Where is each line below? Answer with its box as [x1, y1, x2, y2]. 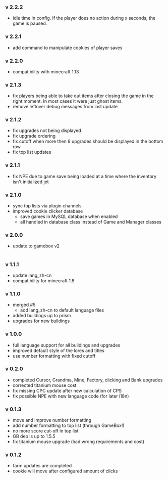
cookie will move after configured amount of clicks [12, 468, 118, 474]
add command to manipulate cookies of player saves [12, 45, 123, 51]
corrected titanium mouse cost [12, 382, 77, 388]
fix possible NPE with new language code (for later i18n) [12, 393, 129, 399]
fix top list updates [12, 149, 51, 155]
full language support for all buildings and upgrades [12, 342, 121, 348]
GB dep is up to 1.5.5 [12, 433, 55, 440]
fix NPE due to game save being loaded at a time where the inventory [12, 173, 157, 179]
